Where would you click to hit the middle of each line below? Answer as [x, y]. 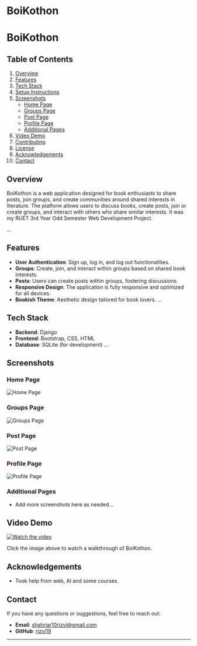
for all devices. [33, 293]
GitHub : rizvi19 [33, 631]
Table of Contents [40, 59]
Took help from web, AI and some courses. [67, 581]
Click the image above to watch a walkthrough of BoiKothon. [80, 548]
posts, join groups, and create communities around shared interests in [91, 199]
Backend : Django [36, 332]
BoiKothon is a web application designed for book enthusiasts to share [91, 193]
